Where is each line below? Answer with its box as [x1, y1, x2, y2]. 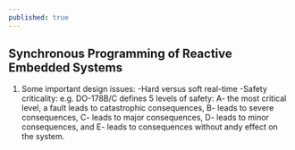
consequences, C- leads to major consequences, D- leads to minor [21, 112, 270, 123]
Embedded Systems [8, 60, 122, 76]
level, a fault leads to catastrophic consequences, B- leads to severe [21, 103, 274, 113]
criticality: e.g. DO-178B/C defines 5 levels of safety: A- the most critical [21, 93, 287, 104]
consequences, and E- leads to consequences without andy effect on [21, 121, 278, 132]
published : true [8, 12, 69, 22]
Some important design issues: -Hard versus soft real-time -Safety [21, 84, 267, 95]
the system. [21, 131, 65, 142]
